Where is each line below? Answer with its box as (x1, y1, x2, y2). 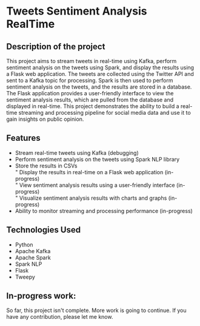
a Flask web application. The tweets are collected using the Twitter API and (6, 70, 194, 77)
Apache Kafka (15, 247, 51, 254)
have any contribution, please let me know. (6, 313, 113, 321)
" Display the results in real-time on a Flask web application (15, 168, 164, 175)
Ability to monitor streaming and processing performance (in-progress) (15, 207, 193, 214)
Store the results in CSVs (15, 162, 78, 169)
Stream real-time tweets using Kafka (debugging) (15, 149, 139, 156)
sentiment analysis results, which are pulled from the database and (6, 96, 174, 103)
